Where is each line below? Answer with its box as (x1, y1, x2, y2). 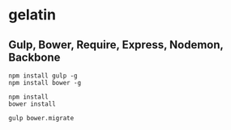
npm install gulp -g (8, 72, 79, 80)
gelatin (8, 6, 57, 24)
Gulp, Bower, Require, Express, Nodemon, (8, 38, 224, 52)
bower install (8, 100, 57, 108)
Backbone (8, 50, 61, 64)
